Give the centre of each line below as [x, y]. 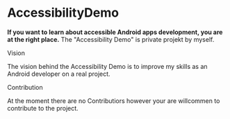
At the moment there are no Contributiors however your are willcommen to [114, 101]
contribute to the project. [43, 108]
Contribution [25, 87]
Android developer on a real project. [59, 74]
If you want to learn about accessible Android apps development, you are [115, 32]
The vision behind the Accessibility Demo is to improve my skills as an [107, 66]
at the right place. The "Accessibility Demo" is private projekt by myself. [111, 39]
